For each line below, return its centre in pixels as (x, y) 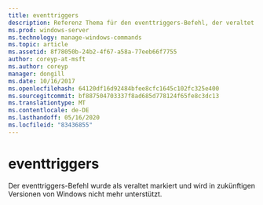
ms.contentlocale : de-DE (49, 111)
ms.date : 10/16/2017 (42, 81)
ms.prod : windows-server (49, 30)
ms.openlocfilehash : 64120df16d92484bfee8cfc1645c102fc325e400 (114, 88)
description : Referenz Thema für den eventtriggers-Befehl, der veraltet (131, 23)
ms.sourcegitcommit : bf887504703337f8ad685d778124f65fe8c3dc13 (114, 96)
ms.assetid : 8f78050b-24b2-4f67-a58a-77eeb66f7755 (93, 52)
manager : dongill (37, 74)
